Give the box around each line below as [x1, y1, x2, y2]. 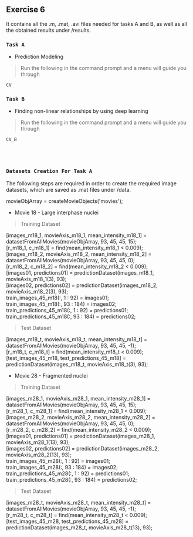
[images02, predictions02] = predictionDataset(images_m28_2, [6, 445, 160, 452]
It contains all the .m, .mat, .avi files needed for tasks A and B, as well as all [6, 20, 188, 27]
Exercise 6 [6, 5, 45, 15]
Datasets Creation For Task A [6, 168, 93, 175]
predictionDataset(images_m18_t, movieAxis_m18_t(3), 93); [6, 361, 148, 368]
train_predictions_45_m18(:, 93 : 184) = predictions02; [6, 313, 136, 320]
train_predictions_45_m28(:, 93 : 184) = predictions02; [6, 476, 137, 483]
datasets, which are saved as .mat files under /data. [6, 186, 131, 193]
